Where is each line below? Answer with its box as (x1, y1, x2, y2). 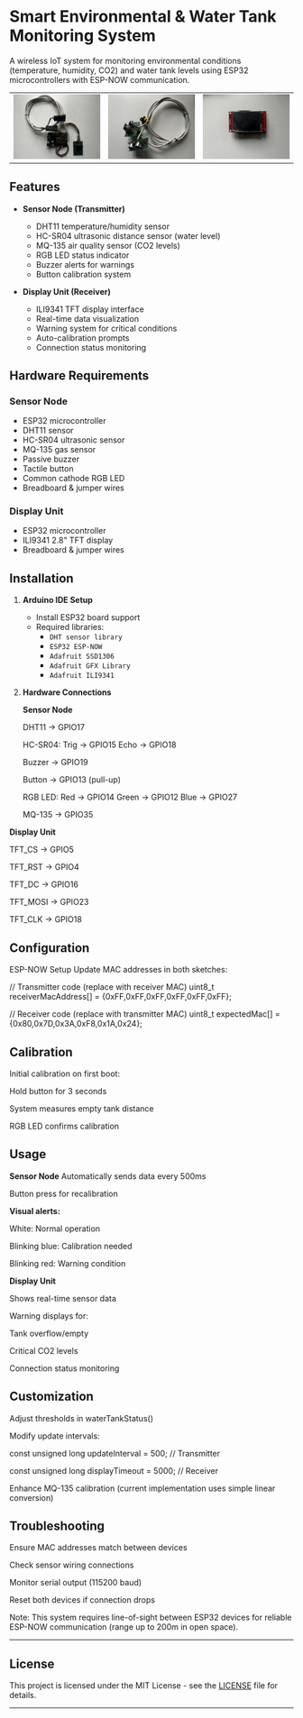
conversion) (9, 1492, 54, 1503)
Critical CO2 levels (9, 1345, 78, 1356)
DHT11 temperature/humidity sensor (35, 221, 170, 232)
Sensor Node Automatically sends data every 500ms (9, 1170, 207, 1182)
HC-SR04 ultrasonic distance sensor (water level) (35, 230, 221, 241)
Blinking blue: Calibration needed (9, 1240, 133, 1251)
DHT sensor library (49, 633, 124, 642)
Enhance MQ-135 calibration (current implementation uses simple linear (9, 1483, 276, 1494)
